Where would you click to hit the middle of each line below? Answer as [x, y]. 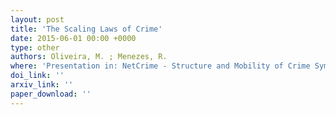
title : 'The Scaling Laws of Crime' [86, 29]
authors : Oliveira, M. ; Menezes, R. [89, 57]
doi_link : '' [37, 76]
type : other [35, 47]
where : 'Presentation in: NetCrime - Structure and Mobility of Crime [160, 66]
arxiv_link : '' [42, 85]
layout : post [37, 19]
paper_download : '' [51, 94]
